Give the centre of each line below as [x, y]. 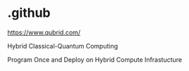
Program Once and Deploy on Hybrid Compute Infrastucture [94, 59]
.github [29, 13]
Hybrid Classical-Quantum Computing [63, 46]
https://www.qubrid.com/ [44, 32]
